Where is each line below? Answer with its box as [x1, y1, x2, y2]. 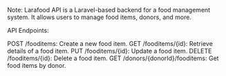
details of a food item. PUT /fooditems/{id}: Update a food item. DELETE [7, 47, 212, 55]
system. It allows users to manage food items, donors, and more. [7, 13, 192, 21]
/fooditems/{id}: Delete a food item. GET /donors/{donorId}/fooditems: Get [7, 54, 219, 62]
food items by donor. [7, 62, 66, 69]
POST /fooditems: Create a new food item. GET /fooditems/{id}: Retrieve [7, 40, 213, 47]
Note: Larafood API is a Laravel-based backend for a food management [7, 6, 211, 14]
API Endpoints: [7, 27, 50, 34]
